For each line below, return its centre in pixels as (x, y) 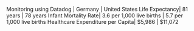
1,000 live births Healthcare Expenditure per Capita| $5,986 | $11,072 (92, 22)
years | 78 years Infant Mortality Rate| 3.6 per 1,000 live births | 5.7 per (95, 15)
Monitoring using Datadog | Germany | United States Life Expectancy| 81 (97, 9)
